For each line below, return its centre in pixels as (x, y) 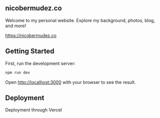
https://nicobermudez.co (31, 35)
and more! (16, 26)
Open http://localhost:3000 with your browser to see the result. (71, 82)
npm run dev (18, 72)
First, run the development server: (40, 63)
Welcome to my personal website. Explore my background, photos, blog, (80, 20)
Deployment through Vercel (34, 110)
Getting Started (30, 51)
